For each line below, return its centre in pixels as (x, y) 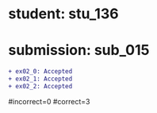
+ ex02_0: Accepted (40, 72)
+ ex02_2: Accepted (40, 86)
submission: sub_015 (79, 51)
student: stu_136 (63, 14)
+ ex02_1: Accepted (40, 79)
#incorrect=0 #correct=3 (49, 101)
